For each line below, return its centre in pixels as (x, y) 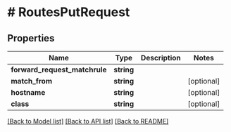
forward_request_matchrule (59, 70)
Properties (31, 38)
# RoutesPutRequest (69, 12)
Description (161, 58)
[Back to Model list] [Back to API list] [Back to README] (88, 121)
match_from (32, 81)
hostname (28, 92)
